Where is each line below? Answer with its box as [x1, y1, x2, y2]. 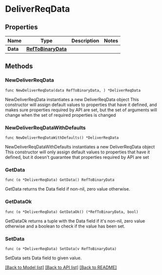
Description [71, 38, 100, 44]
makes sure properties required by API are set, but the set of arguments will [5, 106, 157, 113]
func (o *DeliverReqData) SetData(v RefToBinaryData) [5, 246, 117, 251]
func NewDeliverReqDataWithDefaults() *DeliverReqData [5, 135, 119, 140]
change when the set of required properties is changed [5, 112, 116, 118]
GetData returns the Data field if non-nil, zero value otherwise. [5, 186, 130, 192]
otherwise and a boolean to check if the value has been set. [5, 223, 125, 229]
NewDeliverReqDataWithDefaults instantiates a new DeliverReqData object [5, 144, 155, 149]
